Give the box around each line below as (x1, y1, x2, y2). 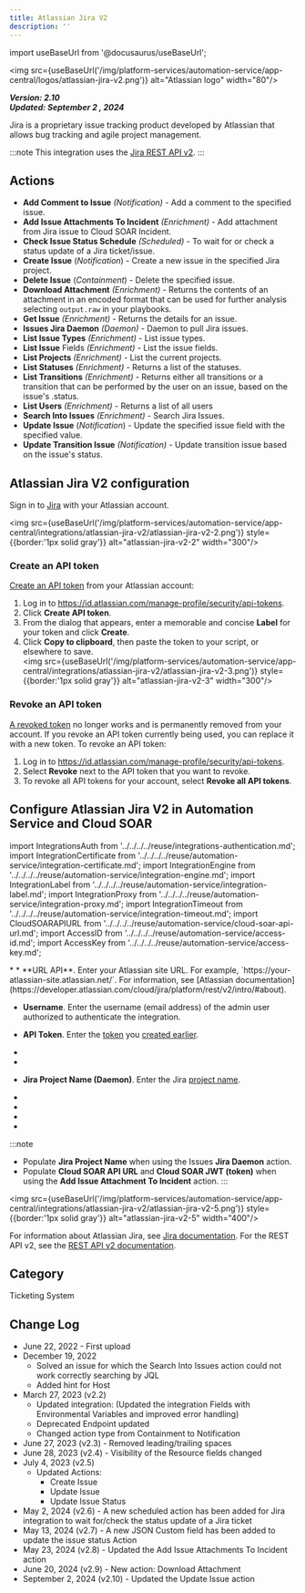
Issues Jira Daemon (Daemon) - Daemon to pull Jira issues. (22, 323, 249, 334)
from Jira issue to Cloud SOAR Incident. (22, 226, 172, 237)
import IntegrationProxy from (48, 888, 158, 899)
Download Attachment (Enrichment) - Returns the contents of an (22, 284, 269, 295)
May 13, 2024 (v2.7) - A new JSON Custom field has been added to (22, 1525, 276, 1536)
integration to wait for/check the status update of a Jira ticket (22, 1515, 253, 1526)
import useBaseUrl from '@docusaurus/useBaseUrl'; (9, 47, 207, 57)
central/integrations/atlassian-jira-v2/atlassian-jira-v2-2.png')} (9, 527, 245, 538)
